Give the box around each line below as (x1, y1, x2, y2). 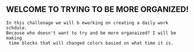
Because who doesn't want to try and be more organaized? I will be (6, 30, 176, 36)
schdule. (6, 25, 27, 31)
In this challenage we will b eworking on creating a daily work (6, 20, 168, 25)
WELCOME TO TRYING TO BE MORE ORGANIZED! (6, 5, 189, 14)
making (6, 35, 22, 41)
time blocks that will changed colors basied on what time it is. (8, 40, 174, 46)
